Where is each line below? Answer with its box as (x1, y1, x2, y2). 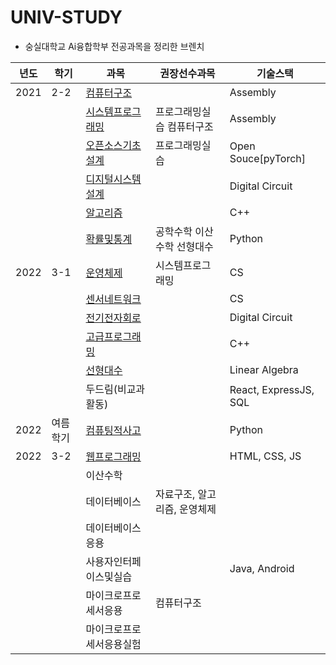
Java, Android (229, 561, 295, 575)
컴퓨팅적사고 (85, 423, 142, 437)
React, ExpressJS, (229, 382, 315, 396)
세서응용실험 (85, 637, 142, 651)
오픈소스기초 (85, 138, 142, 152)
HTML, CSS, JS (229, 449, 302, 463)
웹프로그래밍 (85, 449, 142, 463)
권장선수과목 (159, 66, 216, 80)
